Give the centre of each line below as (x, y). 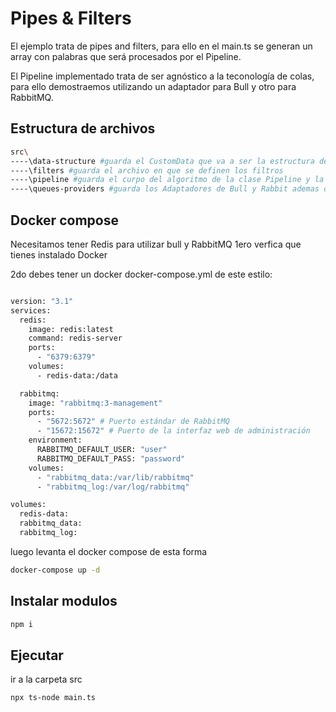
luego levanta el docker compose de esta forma (109, 551)
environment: (55, 440)
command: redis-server (75, 338)
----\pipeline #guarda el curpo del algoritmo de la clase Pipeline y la (167, 180)
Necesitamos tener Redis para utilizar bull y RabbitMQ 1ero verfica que (156, 244)
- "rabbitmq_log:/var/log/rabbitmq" (113, 487)
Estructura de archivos (83, 128)
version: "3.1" (42, 301)
